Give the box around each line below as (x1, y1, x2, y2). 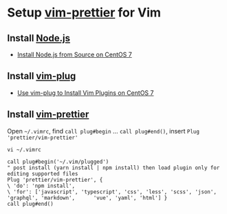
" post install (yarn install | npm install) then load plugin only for (7, 164, 220, 171)
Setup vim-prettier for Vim (7, 5, 162, 21)
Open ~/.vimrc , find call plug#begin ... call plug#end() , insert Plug (7, 127, 199, 135)
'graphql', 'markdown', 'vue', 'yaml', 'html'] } (7, 194, 168, 201)
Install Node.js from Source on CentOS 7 (17, 50, 132, 58)
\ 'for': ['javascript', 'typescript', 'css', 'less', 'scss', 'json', (7, 188, 217, 195)
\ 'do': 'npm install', (7, 182, 76, 189)
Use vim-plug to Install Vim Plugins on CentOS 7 (17, 88, 154, 97)
